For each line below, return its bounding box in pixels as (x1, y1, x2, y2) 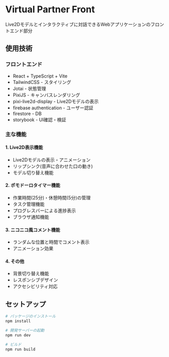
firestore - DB (12, 110, 42, 117)
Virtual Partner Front (5, 4, 95, 15)
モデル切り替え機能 (12, 170, 54, 176)
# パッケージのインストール (5, 314, 56, 319)
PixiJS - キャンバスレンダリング (12, 91, 81, 98)
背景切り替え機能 (12, 271, 49, 277)
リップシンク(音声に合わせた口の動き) (12, 163, 93, 169)
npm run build (5, 347, 36, 352)
